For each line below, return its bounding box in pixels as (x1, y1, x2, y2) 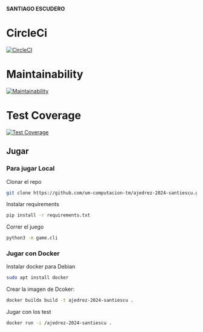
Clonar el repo (6, 178, 42, 185)
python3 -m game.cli (6, 235, 59, 241)
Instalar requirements (6, 201, 59, 208)
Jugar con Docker (6, 249, 60, 258)
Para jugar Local (6, 164, 55, 173)
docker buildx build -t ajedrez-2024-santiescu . (6, 298, 134, 304)
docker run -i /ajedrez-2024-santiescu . (6, 320, 112, 326)
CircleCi (6, 27, 48, 40)
